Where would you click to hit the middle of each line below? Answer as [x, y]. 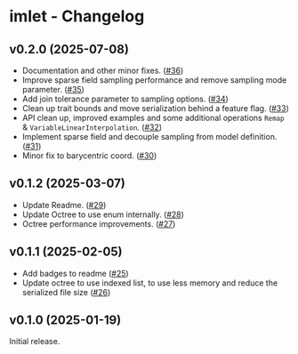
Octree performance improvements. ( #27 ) [99, 223]
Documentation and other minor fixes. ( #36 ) [103, 70]
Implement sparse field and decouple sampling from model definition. [149, 137]
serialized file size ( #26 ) [66, 292]
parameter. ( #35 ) [53, 89]
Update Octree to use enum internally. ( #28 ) [103, 214]
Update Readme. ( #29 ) [64, 205]
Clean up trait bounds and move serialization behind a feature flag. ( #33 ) [155, 108]
